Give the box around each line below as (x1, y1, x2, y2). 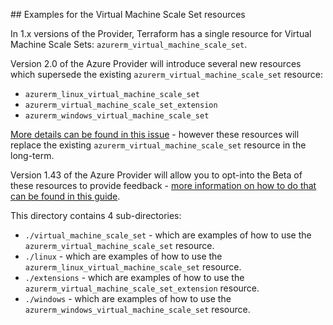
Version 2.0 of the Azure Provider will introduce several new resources (10, 58, 302, 69)
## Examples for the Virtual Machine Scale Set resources (10, 9, 246, 20)
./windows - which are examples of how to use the (24, 293, 232, 304)
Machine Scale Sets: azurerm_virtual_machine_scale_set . (10, 39, 248, 50)
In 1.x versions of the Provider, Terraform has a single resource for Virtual (10, 28, 312, 39)
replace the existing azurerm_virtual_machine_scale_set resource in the (10, 139, 307, 151)
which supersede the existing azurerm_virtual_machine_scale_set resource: (10, 69, 323, 80)
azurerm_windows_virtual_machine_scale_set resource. (24, 304, 251, 315)
